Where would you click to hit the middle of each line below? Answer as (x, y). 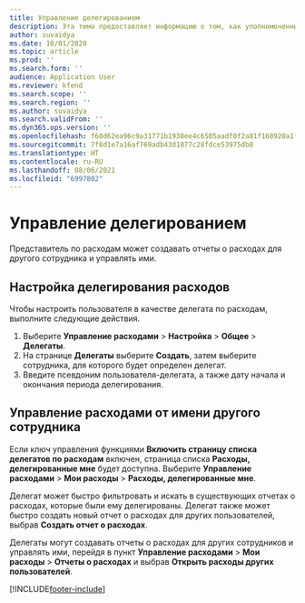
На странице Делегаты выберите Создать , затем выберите (139, 355)
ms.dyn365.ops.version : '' (60, 128)
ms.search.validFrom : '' (56, 119)
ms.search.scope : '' (49, 94)
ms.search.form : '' (46, 69)
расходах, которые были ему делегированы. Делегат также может (140, 505)
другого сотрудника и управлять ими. (83, 258)
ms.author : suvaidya (49, 111)
